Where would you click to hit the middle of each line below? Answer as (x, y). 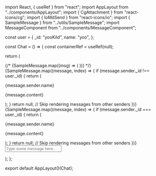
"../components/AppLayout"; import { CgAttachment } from (64, 12)
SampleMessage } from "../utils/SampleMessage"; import (62, 22)
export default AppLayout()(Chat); (39, 168)
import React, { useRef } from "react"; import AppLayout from (67, 7)
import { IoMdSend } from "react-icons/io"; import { (78, 17)
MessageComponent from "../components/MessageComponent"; (71, 28)
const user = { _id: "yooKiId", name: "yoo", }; (49, 37)
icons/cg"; (15, 17)
